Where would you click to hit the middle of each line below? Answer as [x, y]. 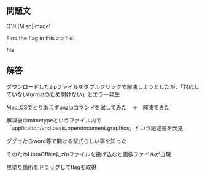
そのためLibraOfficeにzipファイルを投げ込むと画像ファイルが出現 [89, 154]
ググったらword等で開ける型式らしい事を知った [67, 141]
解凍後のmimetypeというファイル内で [54, 120]
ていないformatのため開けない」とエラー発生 [63, 94]
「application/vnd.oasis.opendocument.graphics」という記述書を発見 [95, 128]
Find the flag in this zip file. [41, 38]
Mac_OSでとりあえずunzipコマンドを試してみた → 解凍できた [88, 107]
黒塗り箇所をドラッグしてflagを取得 [52, 167]
